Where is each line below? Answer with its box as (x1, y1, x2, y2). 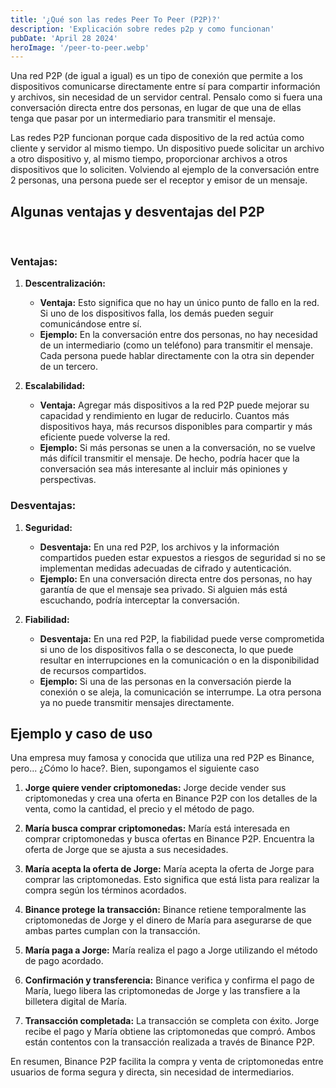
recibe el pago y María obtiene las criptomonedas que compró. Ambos (24, 1026, 316, 1038)
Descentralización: (24, 277, 106, 290)
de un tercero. (39, 361, 99, 373)
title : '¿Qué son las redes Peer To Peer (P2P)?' (10, 14, 222, 25)
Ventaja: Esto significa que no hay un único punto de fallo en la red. (39, 297, 320, 309)
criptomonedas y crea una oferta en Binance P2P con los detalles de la (24, 792, 318, 805)
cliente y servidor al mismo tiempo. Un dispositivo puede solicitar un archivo (10, 142, 325, 155)
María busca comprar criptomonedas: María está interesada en (24, 822, 290, 835)
